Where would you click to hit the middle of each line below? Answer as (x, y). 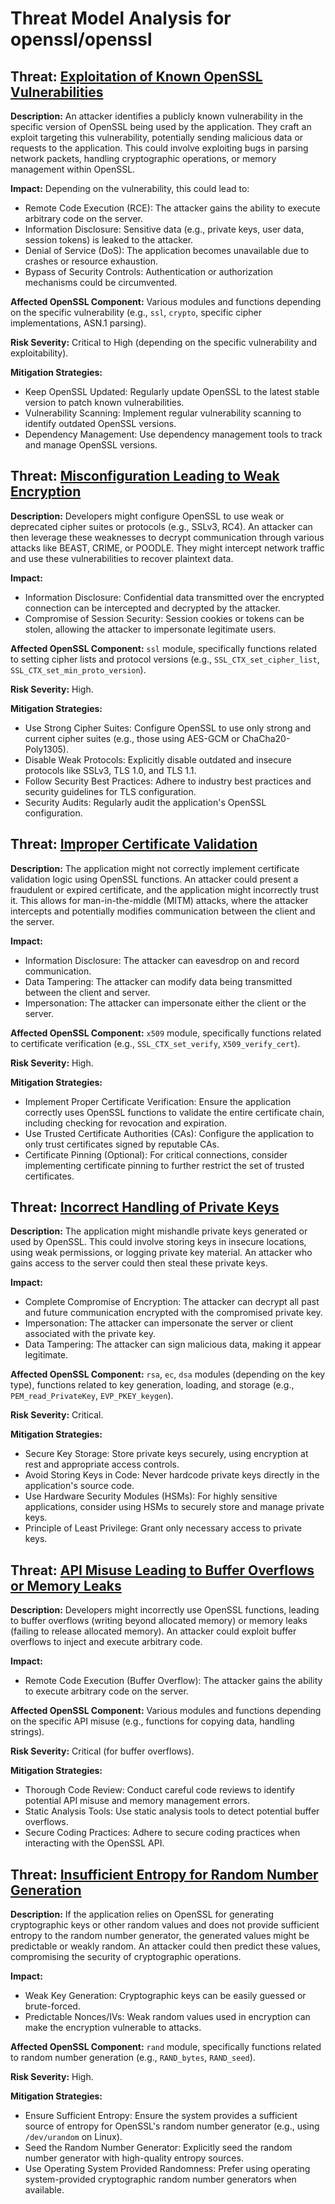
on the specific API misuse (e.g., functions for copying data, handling (152, 1721)
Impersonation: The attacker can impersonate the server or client (159, 1323)
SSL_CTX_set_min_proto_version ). (78, 669)
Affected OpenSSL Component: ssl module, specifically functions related (164, 648)
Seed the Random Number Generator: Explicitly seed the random (158, 2148)
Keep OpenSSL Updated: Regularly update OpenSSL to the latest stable (172, 391)
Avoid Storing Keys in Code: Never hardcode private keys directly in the (172, 1475)
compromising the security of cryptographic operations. (126, 1957)
